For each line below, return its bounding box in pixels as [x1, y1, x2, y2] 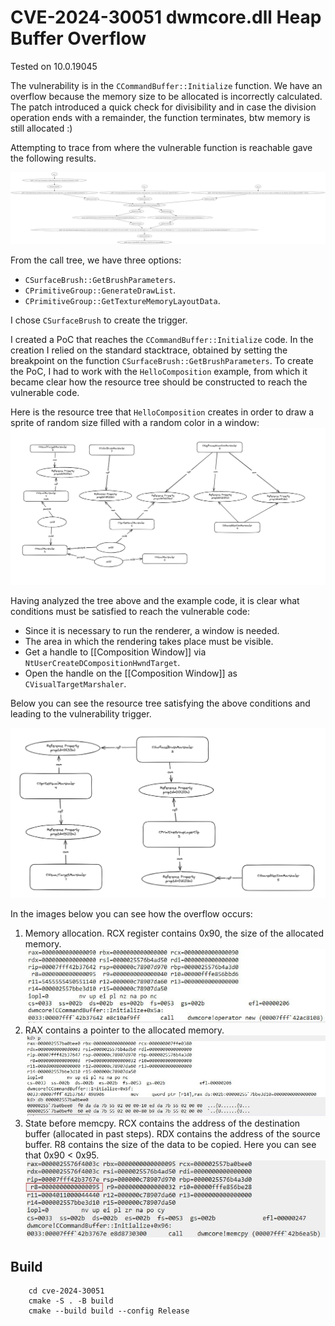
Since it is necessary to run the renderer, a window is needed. [24, 624, 280, 636]
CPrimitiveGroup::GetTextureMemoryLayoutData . [24, 295, 221, 307]
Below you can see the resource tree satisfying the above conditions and [10, 697, 311, 709]
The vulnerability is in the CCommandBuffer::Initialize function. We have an [10, 79, 323, 91]
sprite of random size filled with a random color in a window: [10, 417, 260, 429]
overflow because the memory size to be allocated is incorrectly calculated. [10, 90, 323, 102]
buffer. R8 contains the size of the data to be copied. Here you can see [24, 1139, 317, 1151]
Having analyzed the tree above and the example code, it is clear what [10, 594, 300, 606]
